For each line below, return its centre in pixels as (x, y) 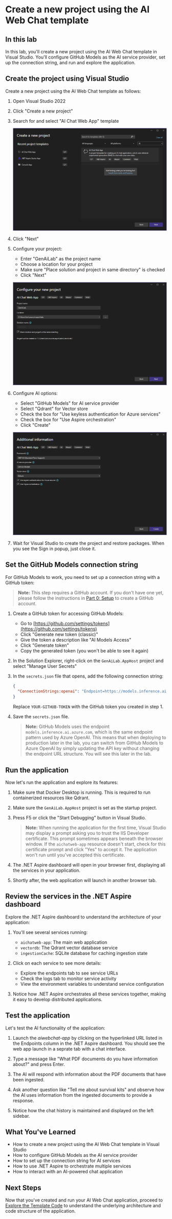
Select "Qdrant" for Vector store (54, 409)
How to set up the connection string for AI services (67, 1161)
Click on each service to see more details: (57, 963)
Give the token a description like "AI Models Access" (76, 640)
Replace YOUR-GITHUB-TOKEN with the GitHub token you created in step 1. (88, 707)
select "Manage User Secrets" (45, 666)
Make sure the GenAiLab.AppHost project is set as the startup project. (85, 808)
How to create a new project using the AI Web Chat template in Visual (86, 1145)
